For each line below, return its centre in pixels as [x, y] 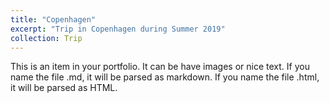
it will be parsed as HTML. [64, 88]
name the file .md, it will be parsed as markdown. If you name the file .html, [165, 77]
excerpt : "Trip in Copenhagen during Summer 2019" [118, 29]
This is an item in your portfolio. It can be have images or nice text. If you [160, 67]
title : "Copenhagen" [53, 19]
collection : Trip [46, 38]
